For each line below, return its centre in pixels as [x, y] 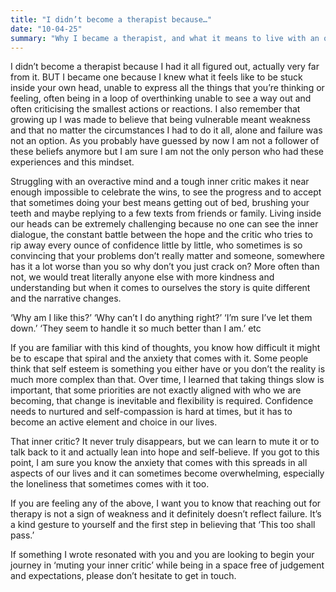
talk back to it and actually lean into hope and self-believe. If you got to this [165, 452]
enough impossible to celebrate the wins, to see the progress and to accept [166, 192]
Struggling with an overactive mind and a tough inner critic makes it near [160, 182]
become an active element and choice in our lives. [114, 422]
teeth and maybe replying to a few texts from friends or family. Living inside [166, 213]
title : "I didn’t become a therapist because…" [111, 19]
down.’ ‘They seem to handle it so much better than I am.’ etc [136, 328]
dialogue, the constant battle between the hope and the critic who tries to [161, 235]
